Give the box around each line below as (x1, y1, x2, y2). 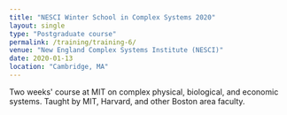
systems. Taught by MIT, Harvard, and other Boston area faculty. (9, 96, 245, 106)
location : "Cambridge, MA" (9, 63, 109, 72)
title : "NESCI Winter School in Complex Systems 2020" (9, 12, 216, 22)
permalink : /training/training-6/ (9, 37, 137, 47)
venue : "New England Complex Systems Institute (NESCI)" (9, 46, 224, 55)
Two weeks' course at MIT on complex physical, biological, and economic (9, 86, 279, 97)
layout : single (9, 21, 66, 30)
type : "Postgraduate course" (9, 29, 117, 38)
